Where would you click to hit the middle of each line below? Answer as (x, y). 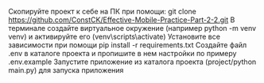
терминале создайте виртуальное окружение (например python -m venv (132, 28)
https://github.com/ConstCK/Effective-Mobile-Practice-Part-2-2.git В (122, 20)
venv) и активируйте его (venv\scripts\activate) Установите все (115, 36)
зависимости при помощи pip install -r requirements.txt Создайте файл (128, 45)
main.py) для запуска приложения (66, 70)
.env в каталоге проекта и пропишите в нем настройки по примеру (122, 53)
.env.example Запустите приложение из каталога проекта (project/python (132, 62)
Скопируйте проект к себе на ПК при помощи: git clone (103, 11)
